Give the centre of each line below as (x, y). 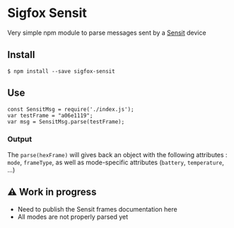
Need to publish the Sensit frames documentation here (98, 209)
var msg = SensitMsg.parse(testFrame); (66, 122)
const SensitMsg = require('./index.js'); (71, 109)
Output (20, 139)
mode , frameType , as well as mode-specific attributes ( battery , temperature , (116, 162)
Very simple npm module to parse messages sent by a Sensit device (107, 33)
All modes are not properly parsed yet (73, 217)
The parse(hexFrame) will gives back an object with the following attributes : (117, 154)
